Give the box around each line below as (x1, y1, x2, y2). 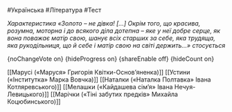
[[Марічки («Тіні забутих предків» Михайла (51, 90, 179, 98)
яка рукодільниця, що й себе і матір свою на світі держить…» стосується (7, 41, 226, 49)
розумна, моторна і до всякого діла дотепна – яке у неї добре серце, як (7, 27, 220, 35)
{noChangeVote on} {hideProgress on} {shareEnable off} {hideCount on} (7, 55, 215, 63)
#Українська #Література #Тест (7, 6, 102, 14)
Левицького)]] (7, 90, 50, 98)
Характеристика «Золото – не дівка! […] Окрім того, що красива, (7, 19, 201, 27)
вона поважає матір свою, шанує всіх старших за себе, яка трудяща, (7, 34, 216, 42)
